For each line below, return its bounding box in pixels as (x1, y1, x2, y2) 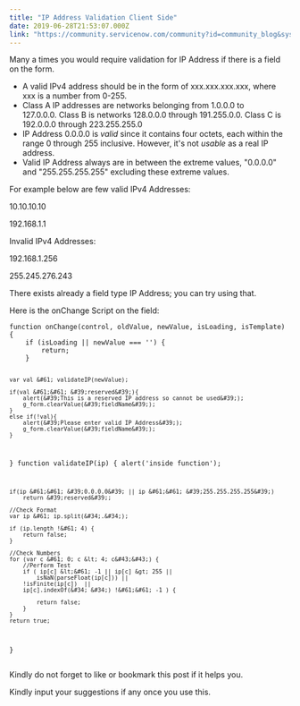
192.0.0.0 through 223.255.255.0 (21, 119, 143, 130)
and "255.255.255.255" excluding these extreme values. (21, 166, 229, 177)
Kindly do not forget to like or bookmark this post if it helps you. (9, 668, 244, 680)
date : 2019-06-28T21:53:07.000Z (9, 21, 129, 30)
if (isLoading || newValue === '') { (25, 338, 166, 347)
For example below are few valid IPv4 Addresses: (9, 184, 191, 195)
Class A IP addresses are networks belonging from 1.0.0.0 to (21, 100, 245, 111)
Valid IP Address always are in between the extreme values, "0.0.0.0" (21, 157, 277, 168)
